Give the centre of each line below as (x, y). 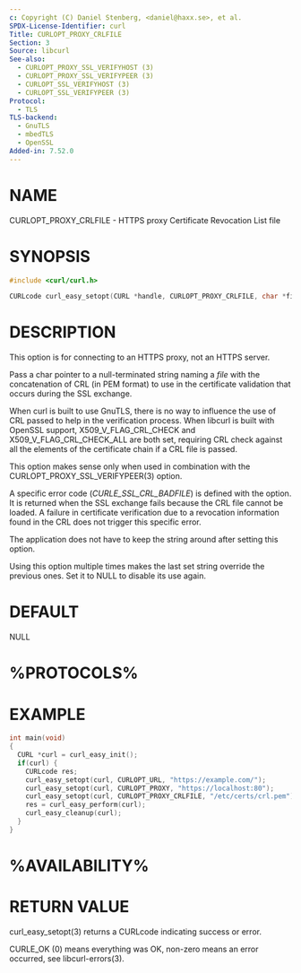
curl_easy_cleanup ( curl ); (74, 813)
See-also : (28, 59)
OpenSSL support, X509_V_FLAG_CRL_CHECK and (103, 430)
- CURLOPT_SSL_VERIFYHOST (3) (73, 84)
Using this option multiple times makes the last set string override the (137, 567)
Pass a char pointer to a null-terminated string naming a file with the (135, 375)
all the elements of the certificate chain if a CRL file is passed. (123, 449)
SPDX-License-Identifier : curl (68, 26)
